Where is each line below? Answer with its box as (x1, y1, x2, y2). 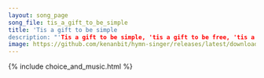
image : (8, 41, 30, 48)
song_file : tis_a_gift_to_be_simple (8, 19, 128, 27)
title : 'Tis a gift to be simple (8, 26, 118, 34)
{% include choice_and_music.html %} (8, 62, 134, 71)
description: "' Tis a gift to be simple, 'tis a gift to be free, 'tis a (8, 33, 255, 41)
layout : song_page (8, 11, 68, 19)
